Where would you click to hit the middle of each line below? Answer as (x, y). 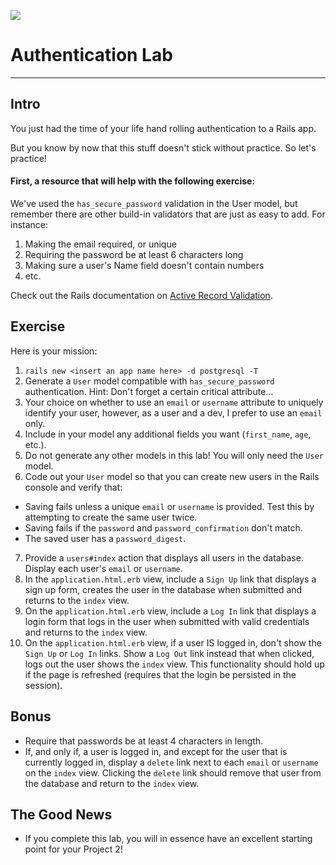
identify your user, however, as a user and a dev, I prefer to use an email (173, 412)
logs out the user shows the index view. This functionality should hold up (174, 664)
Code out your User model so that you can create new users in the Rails (172, 476)
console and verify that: (73, 487)
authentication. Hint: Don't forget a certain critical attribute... (149, 391)
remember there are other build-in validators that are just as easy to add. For (168, 214)
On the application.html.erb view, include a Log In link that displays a (170, 611)
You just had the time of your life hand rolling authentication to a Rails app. (163, 128)
